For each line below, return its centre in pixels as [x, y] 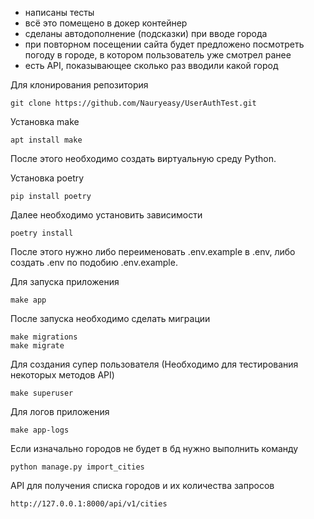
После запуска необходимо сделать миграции [110, 318]
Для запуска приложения [65, 281]
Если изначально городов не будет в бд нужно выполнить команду [154, 448]
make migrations [44, 337]
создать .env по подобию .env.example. [94, 262]
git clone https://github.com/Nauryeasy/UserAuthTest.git [133, 103]
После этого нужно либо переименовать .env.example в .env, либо [153, 251]
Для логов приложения [60, 411]
